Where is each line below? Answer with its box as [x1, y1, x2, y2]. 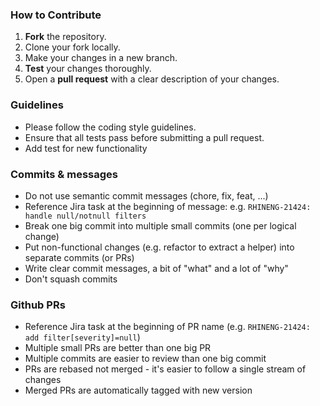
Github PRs [10, 298, 66, 312]
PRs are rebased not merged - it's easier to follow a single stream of [24, 363, 307, 375]
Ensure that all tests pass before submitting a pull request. [24, 131, 265, 143]
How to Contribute [10, 8, 102, 22]
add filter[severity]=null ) [24, 331, 141, 343]
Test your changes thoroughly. [24, 63, 152, 75]
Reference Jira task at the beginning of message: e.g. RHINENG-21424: [24, 200, 312, 212]
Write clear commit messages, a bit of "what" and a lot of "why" [24, 262, 289, 274]
